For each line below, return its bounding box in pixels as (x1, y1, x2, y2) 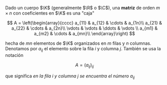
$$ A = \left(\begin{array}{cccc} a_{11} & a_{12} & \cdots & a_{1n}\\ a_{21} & (7, 20, 162, 26)
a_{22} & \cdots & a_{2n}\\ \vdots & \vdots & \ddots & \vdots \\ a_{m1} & (11, 25, 158, 31)
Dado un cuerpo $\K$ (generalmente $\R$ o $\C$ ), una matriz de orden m (5, 5, 160, 11)
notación (5, 52, 24, 58)
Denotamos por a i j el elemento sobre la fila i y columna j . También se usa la (5, 46, 161, 53)
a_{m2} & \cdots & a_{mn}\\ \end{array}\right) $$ (34, 31, 135, 36)
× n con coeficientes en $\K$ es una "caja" (5, 10, 95, 16)
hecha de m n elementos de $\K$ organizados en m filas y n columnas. (5, 40, 152, 46)
